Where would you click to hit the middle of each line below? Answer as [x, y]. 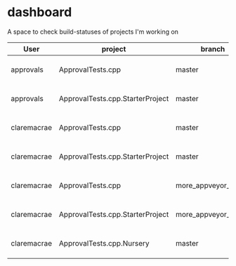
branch [213, 48]
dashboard [40, 12]
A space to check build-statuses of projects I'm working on [93, 32]
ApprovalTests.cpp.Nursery [104, 243]
